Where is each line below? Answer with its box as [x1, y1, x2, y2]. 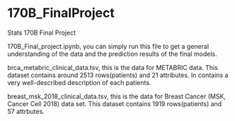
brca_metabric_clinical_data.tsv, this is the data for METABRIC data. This [7, 63, 218, 71]
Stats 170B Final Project [7, 28, 76, 37]
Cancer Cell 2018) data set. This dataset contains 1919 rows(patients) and [7, 99, 222, 108]
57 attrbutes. [7, 107, 45, 115]
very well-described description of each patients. [7, 78, 151, 86]
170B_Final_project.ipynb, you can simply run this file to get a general [7, 42, 210, 50]
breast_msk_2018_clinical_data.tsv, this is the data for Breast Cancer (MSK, [7, 92, 227, 100]
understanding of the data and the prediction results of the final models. [7, 50, 217, 58]
